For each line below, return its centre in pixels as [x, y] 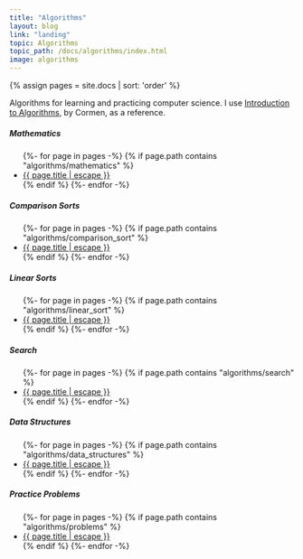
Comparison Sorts [45, 205]
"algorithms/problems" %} [71, 526]
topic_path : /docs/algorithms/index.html [89, 51]
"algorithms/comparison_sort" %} [85, 238]
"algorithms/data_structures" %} [83, 454]
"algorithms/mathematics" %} [78, 165]
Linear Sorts [33, 277]
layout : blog [34, 26]
